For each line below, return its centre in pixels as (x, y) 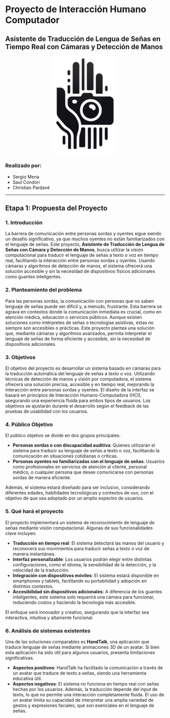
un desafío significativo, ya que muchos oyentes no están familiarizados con (85, 239)
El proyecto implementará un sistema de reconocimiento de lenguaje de (80, 522)
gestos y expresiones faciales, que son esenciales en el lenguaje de (83, 705)
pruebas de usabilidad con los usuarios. (47, 411)
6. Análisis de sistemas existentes (48, 631)
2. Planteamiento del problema (44, 290)
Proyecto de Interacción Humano (76, 9)
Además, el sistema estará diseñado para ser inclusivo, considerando (78, 487)
